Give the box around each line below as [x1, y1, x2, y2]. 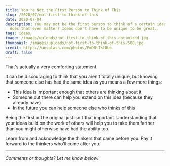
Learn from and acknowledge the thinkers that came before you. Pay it [5, 135, 153, 141]
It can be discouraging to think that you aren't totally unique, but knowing [5, 73, 158, 79]
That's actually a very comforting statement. [5, 64, 98, 70]
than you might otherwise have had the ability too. [5, 125, 110, 132]
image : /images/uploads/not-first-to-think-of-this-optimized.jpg [5, 36, 148, 41]
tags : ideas [5, 31, 30, 36]
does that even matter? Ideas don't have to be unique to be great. [10, 26, 157, 31]
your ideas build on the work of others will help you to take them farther [5, 120, 155, 126]
